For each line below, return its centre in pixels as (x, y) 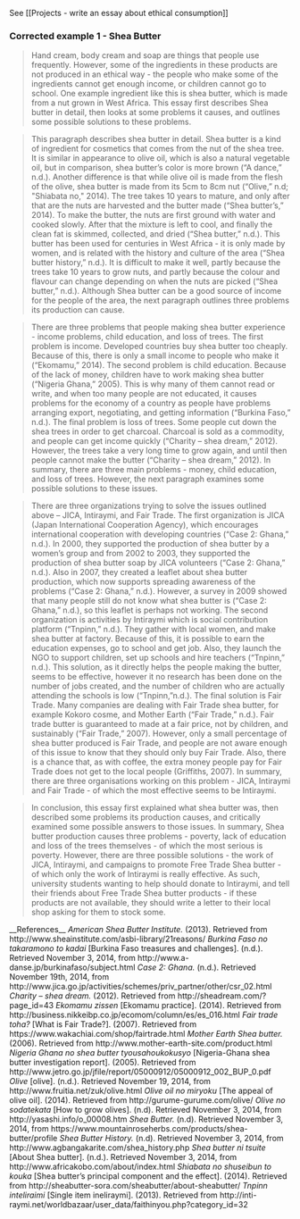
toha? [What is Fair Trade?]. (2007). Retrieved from (103, 1024)
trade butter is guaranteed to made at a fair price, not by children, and (159, 724)
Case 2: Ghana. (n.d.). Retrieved (196, 967)
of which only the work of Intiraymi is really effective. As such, (146, 874)
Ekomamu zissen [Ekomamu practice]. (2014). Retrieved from (169, 1006)
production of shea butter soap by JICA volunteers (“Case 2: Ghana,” (158, 563)
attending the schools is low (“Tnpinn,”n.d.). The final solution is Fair (156, 696)
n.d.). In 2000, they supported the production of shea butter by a (150, 544)
